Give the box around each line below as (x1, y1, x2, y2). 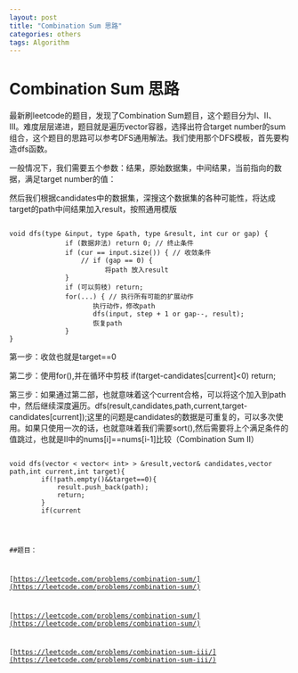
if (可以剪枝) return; (65, 283, 144, 292)
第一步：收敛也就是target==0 (9, 351, 117, 362)
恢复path (93, 319, 123, 328)
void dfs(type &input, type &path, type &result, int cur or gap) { (9, 229, 269, 239)
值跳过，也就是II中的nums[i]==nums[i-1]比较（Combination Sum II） (9, 434, 260, 445)
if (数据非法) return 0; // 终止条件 (65, 239, 194, 248)
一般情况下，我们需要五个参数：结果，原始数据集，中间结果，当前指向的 (9, 162, 274, 174)
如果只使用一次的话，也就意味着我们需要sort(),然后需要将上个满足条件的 (24, 423, 289, 433)
